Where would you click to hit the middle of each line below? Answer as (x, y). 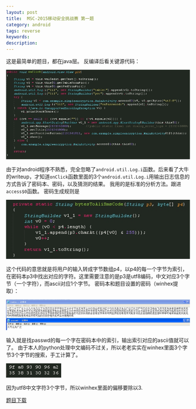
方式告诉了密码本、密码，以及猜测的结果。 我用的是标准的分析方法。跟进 (94, 183)
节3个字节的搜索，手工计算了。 (43, 355)
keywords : (18, 37)
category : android (28, 25)
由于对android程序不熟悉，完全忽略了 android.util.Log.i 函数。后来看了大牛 (97, 169)
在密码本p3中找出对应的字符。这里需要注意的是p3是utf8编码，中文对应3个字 (98, 276)
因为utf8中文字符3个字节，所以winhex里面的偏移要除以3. (74, 388)
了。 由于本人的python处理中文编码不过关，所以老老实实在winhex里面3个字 (97, 348)
